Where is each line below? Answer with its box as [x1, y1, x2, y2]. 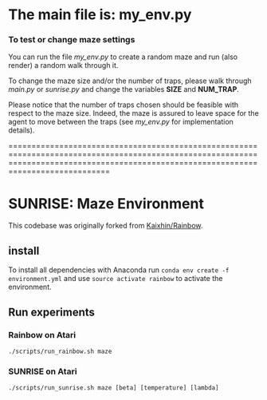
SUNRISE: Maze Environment [8, 194, 205, 212]
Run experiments [8, 305, 96, 319]
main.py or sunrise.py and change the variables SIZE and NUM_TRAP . [8, 85, 239, 94]
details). [8, 125, 35, 135]
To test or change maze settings [8, 34, 135, 46]
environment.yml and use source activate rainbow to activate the [8, 274, 223, 283]
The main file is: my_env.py [8, 6, 192, 24]
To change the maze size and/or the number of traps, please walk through [8, 76, 253, 85]
